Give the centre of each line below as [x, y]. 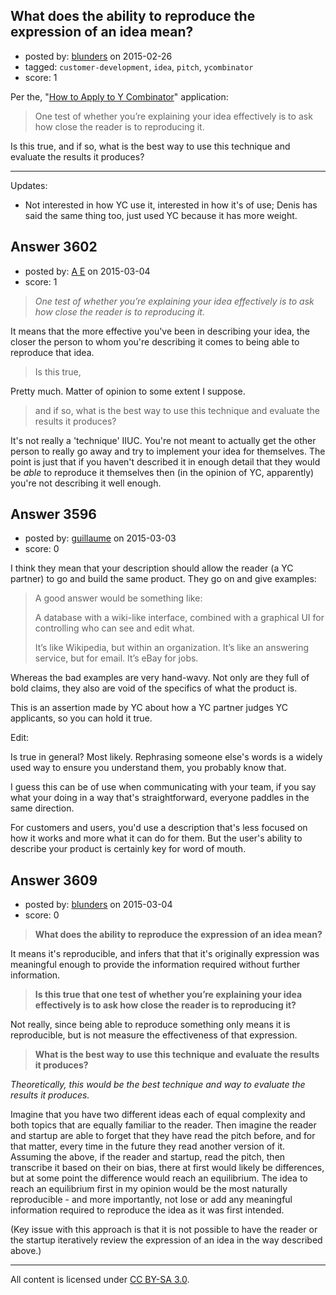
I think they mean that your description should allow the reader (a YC [152, 568]
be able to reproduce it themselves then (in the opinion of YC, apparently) [162, 472]
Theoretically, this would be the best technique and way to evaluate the [158, 1085]
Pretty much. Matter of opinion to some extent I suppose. [128, 391]
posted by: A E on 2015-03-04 [87, 271]
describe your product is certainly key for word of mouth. [128, 849]
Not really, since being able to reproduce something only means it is [150, 1025]
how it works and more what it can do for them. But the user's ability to [156, 838]
